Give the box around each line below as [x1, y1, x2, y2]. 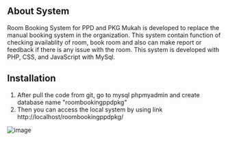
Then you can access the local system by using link [16, 105, 163, 114]
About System [7, 5, 70, 17]
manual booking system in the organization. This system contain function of [7, 31, 221, 39]
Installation [7, 73, 56, 84]
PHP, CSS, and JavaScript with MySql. [7, 53, 115, 61]
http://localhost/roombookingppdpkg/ [16, 112, 124, 120]
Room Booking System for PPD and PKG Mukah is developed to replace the [7, 23, 220, 31]
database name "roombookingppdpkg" [16, 98, 127, 106]
